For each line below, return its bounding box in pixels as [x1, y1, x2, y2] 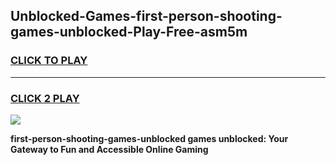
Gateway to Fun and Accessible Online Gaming [10, 143, 209, 155]
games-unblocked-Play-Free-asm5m [10, 24, 248, 41]
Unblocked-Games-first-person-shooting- [10, 8, 283, 25]
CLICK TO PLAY [10, 54, 88, 68]
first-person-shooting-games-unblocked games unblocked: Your [10, 132, 289, 144]
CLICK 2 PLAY [10, 91, 80, 105]
